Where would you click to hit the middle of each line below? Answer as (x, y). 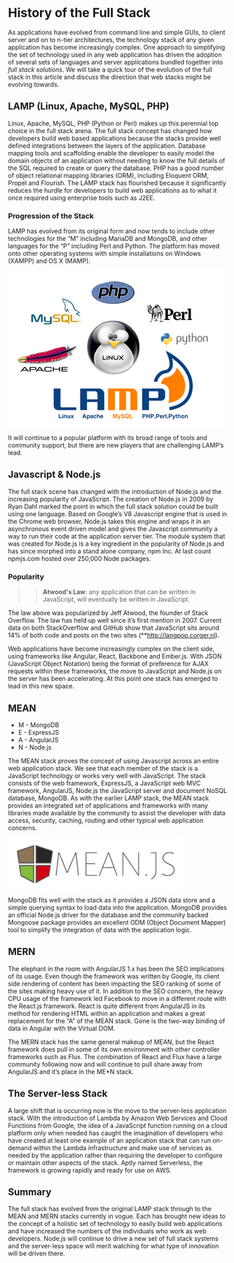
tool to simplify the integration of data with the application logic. (100, 930)
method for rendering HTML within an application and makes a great (106, 1013)
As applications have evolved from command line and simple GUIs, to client (117, 32)
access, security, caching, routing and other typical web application (106, 820)
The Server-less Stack (58, 1094)
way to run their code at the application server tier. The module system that (117, 536)
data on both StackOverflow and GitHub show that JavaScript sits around (114, 628)
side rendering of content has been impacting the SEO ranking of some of (115, 984)
